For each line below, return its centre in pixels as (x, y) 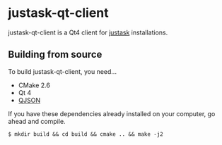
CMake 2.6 (34, 85)
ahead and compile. (37, 121)
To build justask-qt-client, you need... (63, 71)
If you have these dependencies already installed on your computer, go (112, 113)
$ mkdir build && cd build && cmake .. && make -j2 (86, 134)
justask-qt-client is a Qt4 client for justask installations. (88, 32)
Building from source (55, 55)
